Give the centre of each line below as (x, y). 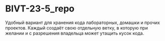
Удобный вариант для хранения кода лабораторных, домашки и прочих (82, 22)
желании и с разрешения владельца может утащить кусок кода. (75, 33)
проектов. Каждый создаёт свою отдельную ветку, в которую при (77, 27)
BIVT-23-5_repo (40, 9)
